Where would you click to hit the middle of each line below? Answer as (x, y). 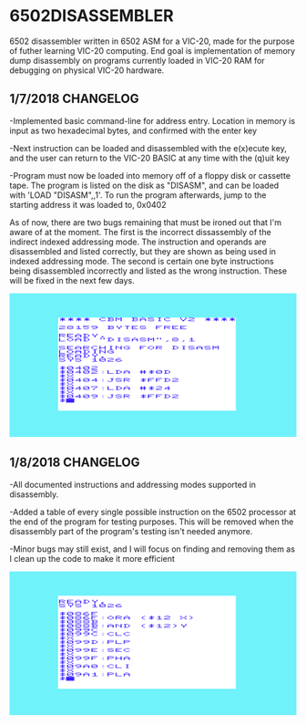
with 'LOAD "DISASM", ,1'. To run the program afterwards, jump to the (138, 195)
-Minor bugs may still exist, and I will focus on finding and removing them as (153, 549)
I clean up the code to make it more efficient (92, 558)
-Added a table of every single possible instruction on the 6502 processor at (153, 512)
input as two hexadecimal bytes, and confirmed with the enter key (133, 130)
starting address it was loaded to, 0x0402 (88, 204)
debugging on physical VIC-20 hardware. (87, 70)
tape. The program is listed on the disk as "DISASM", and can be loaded (144, 185)
